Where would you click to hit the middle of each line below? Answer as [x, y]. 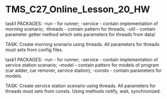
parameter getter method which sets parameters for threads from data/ [80, 34]
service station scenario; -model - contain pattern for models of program [82, 65]
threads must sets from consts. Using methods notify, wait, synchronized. [83, 91]
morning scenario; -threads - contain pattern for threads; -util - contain [80, 29]
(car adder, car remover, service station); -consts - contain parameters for [83, 70]
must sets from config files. [34, 49]
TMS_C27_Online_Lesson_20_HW [78, 9]
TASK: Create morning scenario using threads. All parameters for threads [82, 44]
